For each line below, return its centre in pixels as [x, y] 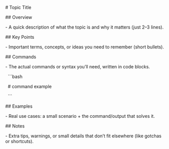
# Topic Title [18, 7]
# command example [29, 86]
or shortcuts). [20, 141]
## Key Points [20, 37]
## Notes [15, 126]
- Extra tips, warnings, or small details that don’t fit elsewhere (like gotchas [83, 136]
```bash [15, 77]
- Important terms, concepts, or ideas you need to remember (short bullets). [84, 47]
